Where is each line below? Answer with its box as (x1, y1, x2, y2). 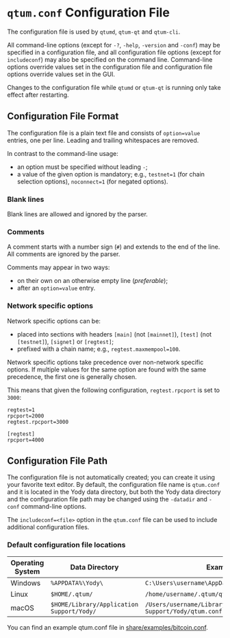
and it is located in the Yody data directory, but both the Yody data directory (7, 488, 221, 496)
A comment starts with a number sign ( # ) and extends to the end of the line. (7, 242, 220, 251)
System (14, 567, 40, 576)
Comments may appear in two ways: (7, 263, 110, 272)
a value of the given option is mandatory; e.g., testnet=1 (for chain (16, 170, 205, 178)
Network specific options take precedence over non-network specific (7, 358, 204, 366)
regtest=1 (7, 407, 36, 413)
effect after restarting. (7, 91, 70, 99)
